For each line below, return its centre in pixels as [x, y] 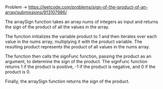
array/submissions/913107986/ [36, 12]
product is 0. [18, 72]
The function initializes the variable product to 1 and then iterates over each [81, 36]
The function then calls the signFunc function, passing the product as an [78, 56]
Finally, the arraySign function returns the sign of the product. [67, 81]
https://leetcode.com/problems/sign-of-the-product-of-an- [88, 7]
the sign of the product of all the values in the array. [57, 27]
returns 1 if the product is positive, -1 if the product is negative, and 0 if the [80, 67]
